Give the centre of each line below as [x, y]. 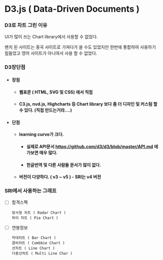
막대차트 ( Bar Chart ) [34, 238]
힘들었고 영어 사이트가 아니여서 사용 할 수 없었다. [51, 53]
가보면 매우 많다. [42, 152]
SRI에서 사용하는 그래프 [31, 191]
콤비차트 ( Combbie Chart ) [38, 243]
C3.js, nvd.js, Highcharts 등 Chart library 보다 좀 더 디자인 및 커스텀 [86, 104]
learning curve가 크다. [41, 134]
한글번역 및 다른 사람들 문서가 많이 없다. [64, 165]
